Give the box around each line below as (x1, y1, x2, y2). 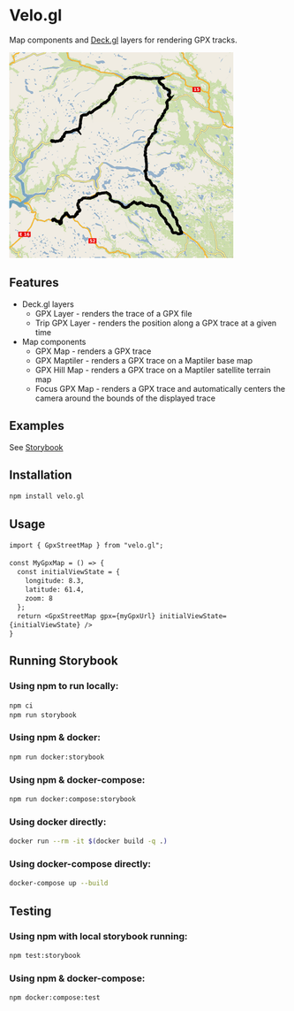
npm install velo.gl (9, 492, 86, 501)
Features (9, 275, 59, 290)
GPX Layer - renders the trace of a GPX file (34, 308, 192, 318)
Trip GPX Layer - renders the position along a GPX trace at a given (34, 318, 277, 328)
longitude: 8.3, (25, 577, 86, 586)
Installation (9, 467, 72, 482)
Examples (9, 418, 64, 433)
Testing (9, 903, 52, 918)
